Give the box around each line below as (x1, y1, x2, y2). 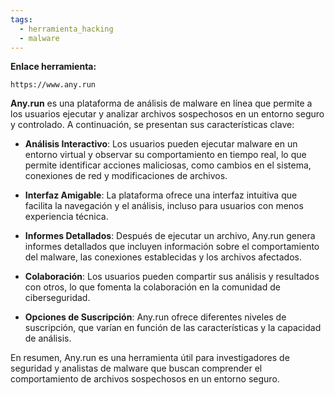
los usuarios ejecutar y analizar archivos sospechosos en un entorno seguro (10, 108, 325, 120)
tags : (10, 14, 33, 25)
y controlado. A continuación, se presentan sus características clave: (10, 119, 295, 131)
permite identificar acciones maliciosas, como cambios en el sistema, (24, 159, 312, 171)
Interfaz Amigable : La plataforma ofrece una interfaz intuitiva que (24, 189, 298, 201)
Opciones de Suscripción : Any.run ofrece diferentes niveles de (24, 311, 287, 323)
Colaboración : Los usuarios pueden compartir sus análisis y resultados (24, 271, 320, 283)
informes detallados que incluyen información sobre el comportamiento (24, 241, 320, 253)
